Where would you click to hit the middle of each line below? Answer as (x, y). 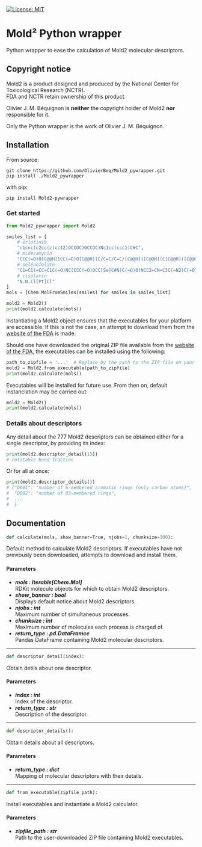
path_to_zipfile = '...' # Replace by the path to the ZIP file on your (101, 362)
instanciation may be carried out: (47, 392)
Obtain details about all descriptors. (50, 742)
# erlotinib (32, 242)
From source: (23, 159)
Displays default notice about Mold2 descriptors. (75, 601)
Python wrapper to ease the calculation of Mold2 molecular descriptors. (95, 50)
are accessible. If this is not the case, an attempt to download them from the (101, 327)
